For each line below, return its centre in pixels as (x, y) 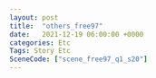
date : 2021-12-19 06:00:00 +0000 (77, 34)
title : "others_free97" (56, 26)
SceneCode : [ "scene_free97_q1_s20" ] (78, 59)
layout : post (34, 17)
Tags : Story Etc (40, 51)
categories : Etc (40, 43)
